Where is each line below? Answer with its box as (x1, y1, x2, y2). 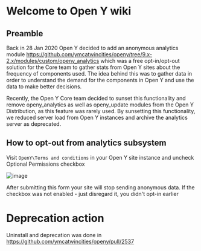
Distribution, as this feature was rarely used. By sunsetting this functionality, (6, 108, 196, 114)
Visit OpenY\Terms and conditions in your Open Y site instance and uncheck (6, 154, 194, 161)
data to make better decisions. (6, 83, 82, 90)
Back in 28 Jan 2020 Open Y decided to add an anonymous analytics (6, 44, 179, 51)
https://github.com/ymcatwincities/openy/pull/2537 (6, 238, 135, 245)
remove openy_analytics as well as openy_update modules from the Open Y (6, 101, 194, 108)
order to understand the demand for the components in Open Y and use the (6, 77, 194, 83)
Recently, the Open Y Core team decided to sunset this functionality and (6, 95, 186, 102)
